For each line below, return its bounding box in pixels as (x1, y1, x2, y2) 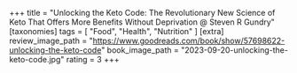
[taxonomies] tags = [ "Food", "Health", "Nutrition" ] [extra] (9, 26, 224, 36)
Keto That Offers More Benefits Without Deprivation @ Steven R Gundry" (9, 17, 275, 27)
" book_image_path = (100, 45, 180, 55)
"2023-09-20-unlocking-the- (180, 45, 288, 55)
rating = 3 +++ (66, 55, 120, 64)
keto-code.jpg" (9, 55, 65, 64)
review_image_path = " (9, 35, 93, 46)
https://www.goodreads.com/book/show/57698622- (92, 35, 285, 46)
